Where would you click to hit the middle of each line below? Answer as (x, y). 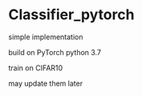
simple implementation (46, 37)
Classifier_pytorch (71, 15)
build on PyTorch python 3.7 (55, 52)
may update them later (45, 83)
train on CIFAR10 (36, 68)
